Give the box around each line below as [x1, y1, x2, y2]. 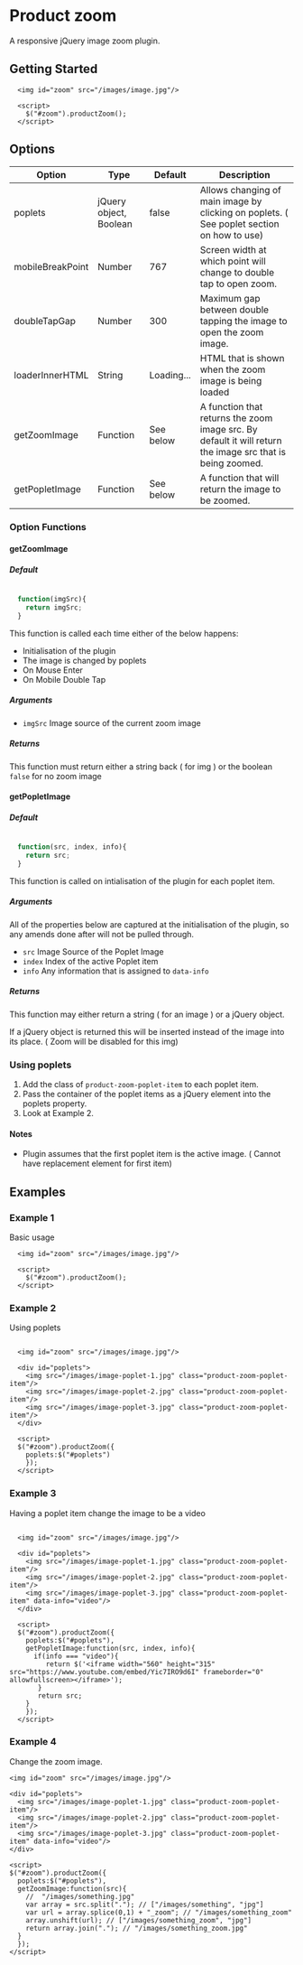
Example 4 [9, 1736, 57, 1748]
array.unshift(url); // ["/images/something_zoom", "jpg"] [25, 1915, 252, 1924]
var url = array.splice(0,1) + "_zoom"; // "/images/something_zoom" [25, 1907, 293, 1917]
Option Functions [9, 521, 87, 534]
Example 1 [9, 1211, 55, 1224]
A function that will [199, 471, 280, 484]
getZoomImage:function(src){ [17, 1884, 127, 1893]
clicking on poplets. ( [199, 206, 289, 219]
